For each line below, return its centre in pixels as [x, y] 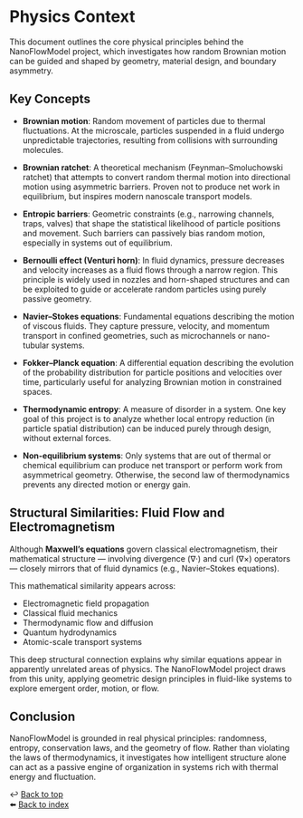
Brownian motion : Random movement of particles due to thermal [144, 120]
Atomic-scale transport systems [82, 641]
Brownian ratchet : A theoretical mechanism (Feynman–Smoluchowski [152, 167]
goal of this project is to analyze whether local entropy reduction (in [148, 419]
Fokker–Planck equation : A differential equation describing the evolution [158, 362]
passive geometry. [57, 298]
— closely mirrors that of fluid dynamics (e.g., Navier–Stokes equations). [145, 568]
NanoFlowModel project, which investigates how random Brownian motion [148, 51]
